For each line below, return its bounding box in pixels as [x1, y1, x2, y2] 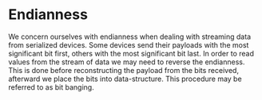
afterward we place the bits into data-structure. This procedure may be [8, 74, 242, 83]
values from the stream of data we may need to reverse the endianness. [8, 57, 245, 67]
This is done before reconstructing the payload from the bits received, [8, 65, 240, 75]
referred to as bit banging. [8, 82, 94, 92]
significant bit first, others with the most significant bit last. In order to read [8, 48, 254, 58]
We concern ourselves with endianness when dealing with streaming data [8, 32, 252, 41]
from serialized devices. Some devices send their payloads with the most [8, 40, 249, 49]
